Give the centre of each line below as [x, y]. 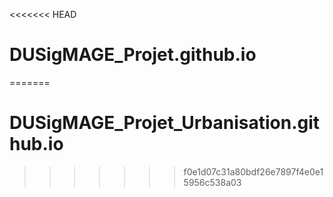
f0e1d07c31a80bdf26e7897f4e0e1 [253, 171]
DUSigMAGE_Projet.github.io [133, 55]
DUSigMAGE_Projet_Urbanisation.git [165, 123]
